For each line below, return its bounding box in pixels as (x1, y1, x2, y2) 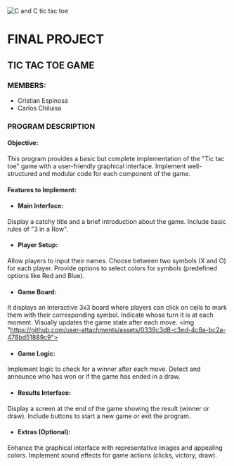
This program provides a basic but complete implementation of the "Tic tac (7, 155, 225, 163)
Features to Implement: (7, 185, 77, 194)
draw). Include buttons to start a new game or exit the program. (7, 412, 191, 420)
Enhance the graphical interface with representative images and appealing (7, 443, 223, 452)
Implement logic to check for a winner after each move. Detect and (7, 365, 201, 373)
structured (7, 170, 38, 177)
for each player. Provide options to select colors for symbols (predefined (7, 264, 218, 272)
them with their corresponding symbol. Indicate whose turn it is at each (7, 310, 214, 320)
